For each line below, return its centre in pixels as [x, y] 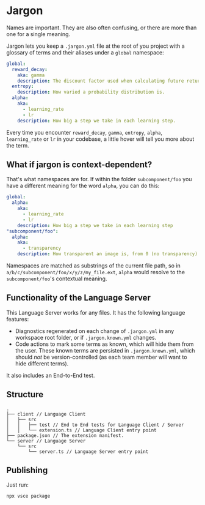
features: [18, 319]
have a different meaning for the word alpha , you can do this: [83, 186]
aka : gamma [31, 75]
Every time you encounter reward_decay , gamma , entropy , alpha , [85, 132]
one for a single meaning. [38, 34]
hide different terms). [42, 363]
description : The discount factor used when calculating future [101, 81]
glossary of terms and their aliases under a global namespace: [85, 52]
